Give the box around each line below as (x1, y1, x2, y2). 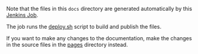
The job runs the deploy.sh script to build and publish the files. (6, 23, 162, 30)
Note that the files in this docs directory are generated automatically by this (6, 5, 193, 12)
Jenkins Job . (6, 11, 39, 19)
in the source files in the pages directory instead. (6, 41, 128, 48)
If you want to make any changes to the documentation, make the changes (6, 35, 192, 41)
